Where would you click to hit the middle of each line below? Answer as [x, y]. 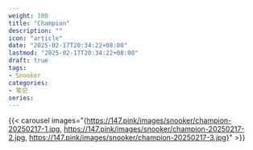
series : [21, 98]
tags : [17, 68]
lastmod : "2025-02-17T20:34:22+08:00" [73, 53]
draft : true [28, 61]
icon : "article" [35, 38]
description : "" [35, 30]
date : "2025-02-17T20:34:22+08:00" [68, 46]
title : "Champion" [39, 23]
